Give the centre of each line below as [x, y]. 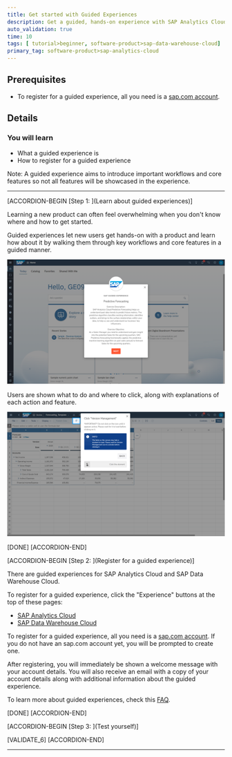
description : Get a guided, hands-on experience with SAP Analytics [108, 22]
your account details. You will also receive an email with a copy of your [108, 672]
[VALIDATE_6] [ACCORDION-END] [56, 740]
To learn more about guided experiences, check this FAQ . [89, 700]
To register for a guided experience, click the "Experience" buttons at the [111, 595]
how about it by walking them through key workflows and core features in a [114, 242]
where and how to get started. [50, 222]
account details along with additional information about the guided [101, 679]
